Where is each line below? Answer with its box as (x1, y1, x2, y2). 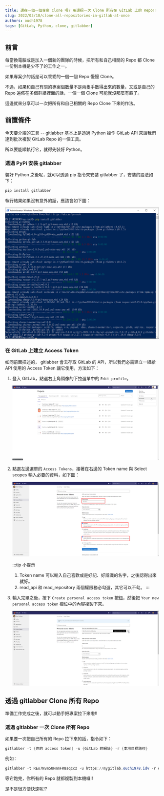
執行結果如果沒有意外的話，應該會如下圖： (5, 198, 91, 204)
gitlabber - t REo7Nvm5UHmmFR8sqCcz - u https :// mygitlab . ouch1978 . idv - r (5, 766, 156, 771)
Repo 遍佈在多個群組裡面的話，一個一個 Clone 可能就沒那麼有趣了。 (5, 90, 143, 96)
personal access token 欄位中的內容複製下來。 (12, 601, 107, 607)
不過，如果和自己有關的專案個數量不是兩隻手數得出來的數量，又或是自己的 (5, 84, 155, 90)
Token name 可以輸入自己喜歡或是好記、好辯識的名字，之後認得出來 (19, 572, 157, 578)
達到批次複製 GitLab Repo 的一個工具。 (5, 136, 84, 142)
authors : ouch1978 (5, 18, 42, 23)
